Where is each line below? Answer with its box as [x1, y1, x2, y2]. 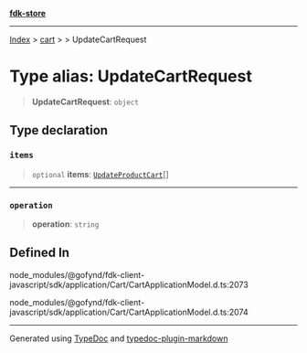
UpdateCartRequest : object [31, 96, 139, 107]
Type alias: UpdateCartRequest [9, 66, 253, 87]
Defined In [9, 245, 70, 261]
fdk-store [9, 8, 47, 18]
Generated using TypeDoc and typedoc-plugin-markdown [9, 333, 228, 344]
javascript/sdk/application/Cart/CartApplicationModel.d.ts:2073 [9, 279, 249, 290]
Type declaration [9, 123, 108, 138]
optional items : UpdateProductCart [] [31, 168, 169, 179]
